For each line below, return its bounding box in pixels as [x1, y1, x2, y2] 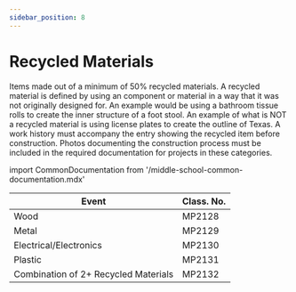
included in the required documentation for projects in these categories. [9, 147, 273, 158]
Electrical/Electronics [13, 239, 102, 251]
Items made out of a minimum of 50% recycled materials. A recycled [9, 81, 260, 92]
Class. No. [181, 195, 227, 207]
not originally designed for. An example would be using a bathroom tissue [9, 100, 279, 110]
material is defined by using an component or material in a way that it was [9, 90, 280, 101]
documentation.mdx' [9, 174, 85, 184]
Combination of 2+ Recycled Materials [13, 268, 174, 280]
